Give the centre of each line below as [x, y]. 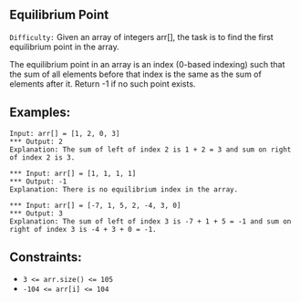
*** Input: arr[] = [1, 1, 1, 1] [73, 173]
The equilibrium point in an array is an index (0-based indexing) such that [147, 64]
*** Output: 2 [36, 141]
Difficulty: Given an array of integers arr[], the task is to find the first [141, 36]
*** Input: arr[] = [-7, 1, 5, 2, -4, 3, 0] [95, 205]
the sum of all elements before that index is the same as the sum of [135, 74]
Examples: [40, 113]
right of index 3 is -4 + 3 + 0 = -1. [83, 229]
